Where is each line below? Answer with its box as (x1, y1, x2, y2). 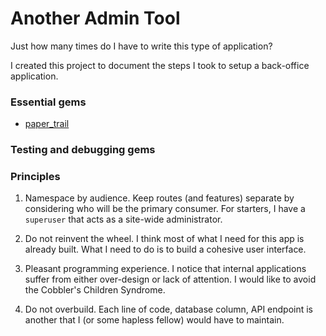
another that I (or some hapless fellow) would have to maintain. (24, 314, 285, 326)
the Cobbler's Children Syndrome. (24, 284, 166, 296)
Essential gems (10, 95, 87, 109)
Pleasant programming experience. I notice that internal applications (24, 263, 307, 275)
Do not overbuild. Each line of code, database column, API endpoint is (24, 303, 314, 316)
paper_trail (24, 118, 70, 130)
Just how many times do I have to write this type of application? (10, 40, 273, 52)
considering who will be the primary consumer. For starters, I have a (24, 203, 306, 215)
